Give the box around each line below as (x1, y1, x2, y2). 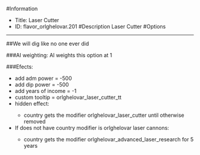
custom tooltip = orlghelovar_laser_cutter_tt (14, 94, 122, 101)
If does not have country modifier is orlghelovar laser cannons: (14, 125, 170, 131)
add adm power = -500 (14, 75, 73, 82)
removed (23, 118, 46, 125)
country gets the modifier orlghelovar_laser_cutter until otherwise (23, 111, 185, 119)
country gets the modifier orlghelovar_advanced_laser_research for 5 (23, 136, 194, 142)
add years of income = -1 (14, 88, 77, 94)
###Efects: (6, 63, 33, 70)
